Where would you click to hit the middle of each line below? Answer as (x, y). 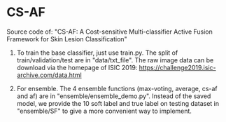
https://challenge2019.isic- (177, 67)
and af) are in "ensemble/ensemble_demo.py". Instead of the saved (114, 96)
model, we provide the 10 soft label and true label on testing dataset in (118, 103)
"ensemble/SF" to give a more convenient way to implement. (104, 111)
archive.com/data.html (49, 75)
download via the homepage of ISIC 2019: (77, 67)
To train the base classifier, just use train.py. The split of (97, 53)
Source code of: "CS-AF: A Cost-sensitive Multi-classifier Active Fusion (110, 32)
